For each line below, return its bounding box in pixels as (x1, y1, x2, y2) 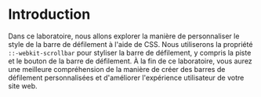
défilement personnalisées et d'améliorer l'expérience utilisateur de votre (8, 73, 245, 82)
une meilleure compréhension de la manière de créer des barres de (8, 64, 226, 74)
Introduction (8, 5, 91, 23)
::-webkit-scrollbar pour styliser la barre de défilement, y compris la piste (8, 48, 252, 57)
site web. (8, 81, 38, 91)
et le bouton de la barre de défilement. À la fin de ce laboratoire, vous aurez (8, 56, 252, 66)
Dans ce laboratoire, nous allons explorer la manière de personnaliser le (8, 31, 240, 41)
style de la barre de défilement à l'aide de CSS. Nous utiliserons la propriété (8, 39, 253, 48)
